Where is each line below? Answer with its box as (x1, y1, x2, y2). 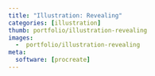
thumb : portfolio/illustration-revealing (8, 26, 148, 34)
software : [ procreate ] (15, 56, 91, 64)
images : (8, 33, 34, 42)
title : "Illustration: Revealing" (8, 11, 123, 20)
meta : (8, 48, 26, 56)
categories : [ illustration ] (8, 19, 102, 27)
